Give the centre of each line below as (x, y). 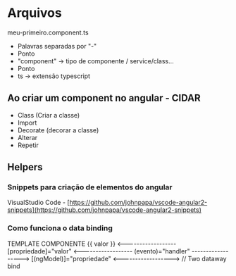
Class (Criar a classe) (49, 115)
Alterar (27, 137)
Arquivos (35, 13)
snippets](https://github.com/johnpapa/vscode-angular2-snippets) (105, 210)
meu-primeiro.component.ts (48, 32)
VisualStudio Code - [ (38, 203)
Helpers (25, 167)
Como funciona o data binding (60, 228)
